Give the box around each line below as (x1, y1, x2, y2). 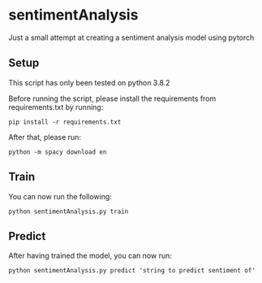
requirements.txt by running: (8, 102, 104, 111)
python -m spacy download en (8, 148, 107, 156)
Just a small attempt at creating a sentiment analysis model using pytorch (8, 33, 255, 42)
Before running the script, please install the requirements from (8, 94, 217, 103)
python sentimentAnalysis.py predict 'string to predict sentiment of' (8, 267, 256, 275)
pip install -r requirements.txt (8, 118, 122, 126)
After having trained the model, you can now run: (8, 250, 172, 261)
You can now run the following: (8, 191, 112, 201)
